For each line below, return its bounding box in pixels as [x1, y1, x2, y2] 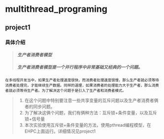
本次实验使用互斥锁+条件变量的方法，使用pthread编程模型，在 [24, 122, 152, 128]
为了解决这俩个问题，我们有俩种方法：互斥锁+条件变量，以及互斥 [24, 110, 157, 116]
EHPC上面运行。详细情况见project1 [24, 128, 96, 134]
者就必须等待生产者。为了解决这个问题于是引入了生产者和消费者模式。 [5, 88, 127, 93]
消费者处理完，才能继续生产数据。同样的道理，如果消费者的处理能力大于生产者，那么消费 [5, 83, 159, 88]
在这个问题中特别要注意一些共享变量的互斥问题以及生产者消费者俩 [24, 98, 159, 104]
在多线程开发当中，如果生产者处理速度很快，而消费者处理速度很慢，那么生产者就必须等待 [5, 78, 159, 83]
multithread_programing [5, 3, 107, 15]
